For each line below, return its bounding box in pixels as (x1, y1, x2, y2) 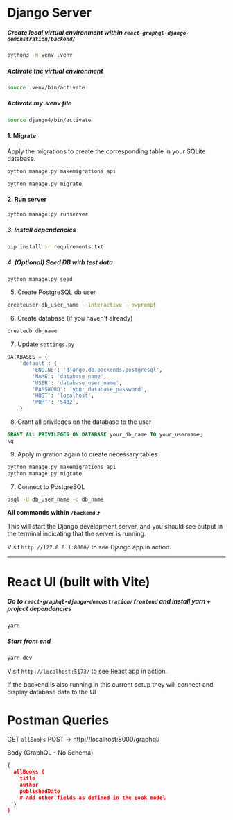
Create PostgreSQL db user (17, 288, 96, 296)
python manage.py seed (7, 275, 73, 282)
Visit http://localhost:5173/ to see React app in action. (7, 667, 168, 676)
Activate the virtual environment (7, 67, 103, 75)
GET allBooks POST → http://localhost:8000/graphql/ (7, 735, 160, 744)
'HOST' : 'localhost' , (32, 392, 95, 400)
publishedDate (19, 787, 60, 795)
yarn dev (7, 654, 33, 662)
